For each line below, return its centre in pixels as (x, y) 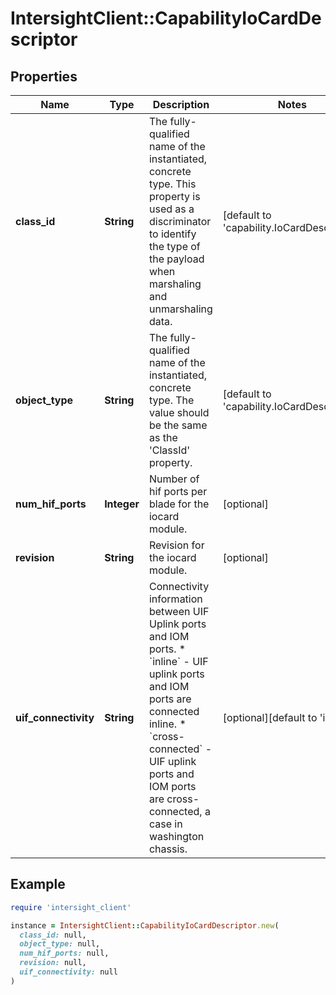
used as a (171, 209)
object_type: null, (60, 944)
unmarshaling (180, 309)
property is (174, 196)
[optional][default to (270, 717)
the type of (174, 246)
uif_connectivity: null (68, 972)
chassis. (168, 849)
